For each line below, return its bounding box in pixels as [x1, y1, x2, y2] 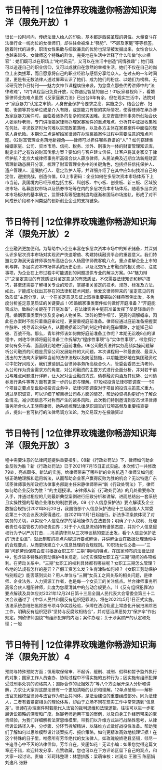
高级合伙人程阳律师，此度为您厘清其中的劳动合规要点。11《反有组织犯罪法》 [5, 584, 157, 590]
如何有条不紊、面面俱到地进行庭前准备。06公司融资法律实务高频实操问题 [5, 342, 150, 348]
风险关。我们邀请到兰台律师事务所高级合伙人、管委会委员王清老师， [21, 360, 157, 367]
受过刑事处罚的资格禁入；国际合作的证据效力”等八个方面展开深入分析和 [5, 680, 147, 687]
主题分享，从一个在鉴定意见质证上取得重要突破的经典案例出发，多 [19, 294, 151, 300]
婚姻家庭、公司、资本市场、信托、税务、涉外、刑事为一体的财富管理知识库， [5, 143, 157, 149]
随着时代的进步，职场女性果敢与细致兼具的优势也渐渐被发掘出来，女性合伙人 [5, 46, 157, 52]
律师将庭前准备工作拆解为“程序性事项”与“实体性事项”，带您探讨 [30, 336, 156, 342]
